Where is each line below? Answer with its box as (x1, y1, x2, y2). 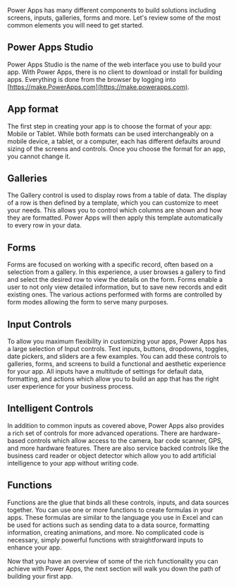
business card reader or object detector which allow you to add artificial (7, 451, 216, 460)
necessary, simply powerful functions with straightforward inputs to (7, 535, 204, 544)
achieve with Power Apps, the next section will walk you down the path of (7, 564, 221, 573)
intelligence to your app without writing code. (7, 458, 139, 467)
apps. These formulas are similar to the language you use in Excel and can (7, 513, 223, 521)
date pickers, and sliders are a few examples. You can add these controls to (7, 352, 228, 361)
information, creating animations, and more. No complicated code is (7, 528, 204, 536)
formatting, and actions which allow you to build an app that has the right (7, 374, 220, 384)
